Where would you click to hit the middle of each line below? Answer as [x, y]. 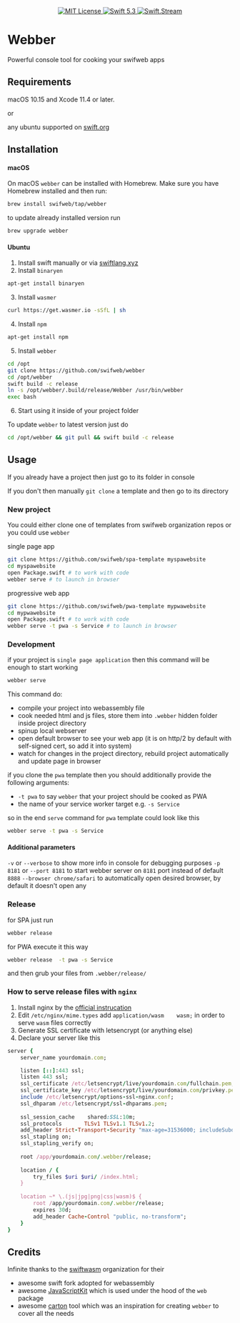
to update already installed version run [64, 218]
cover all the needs [46, 1314]
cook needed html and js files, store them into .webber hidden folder [117, 716]
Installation [33, 150]
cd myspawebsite [31, 566]
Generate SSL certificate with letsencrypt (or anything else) [105, 1030]
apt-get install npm [38, 337]
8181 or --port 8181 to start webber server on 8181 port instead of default [115, 871]
